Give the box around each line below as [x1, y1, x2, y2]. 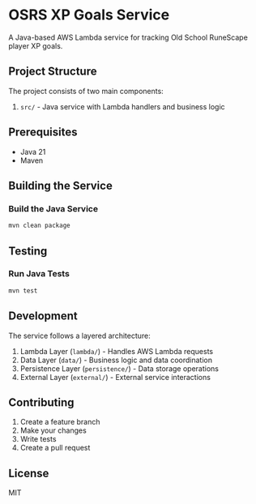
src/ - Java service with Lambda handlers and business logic [19, 101, 225, 111]
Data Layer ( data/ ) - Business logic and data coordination [19, 355, 213, 365]
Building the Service [8, 178, 113, 192]
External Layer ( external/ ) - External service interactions [19, 372, 211, 382]
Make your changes [19, 425, 87, 435]
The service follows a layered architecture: [8, 331, 151, 340]
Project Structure [8, 65, 97, 79]
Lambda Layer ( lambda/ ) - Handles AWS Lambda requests [19, 346, 213, 356]
